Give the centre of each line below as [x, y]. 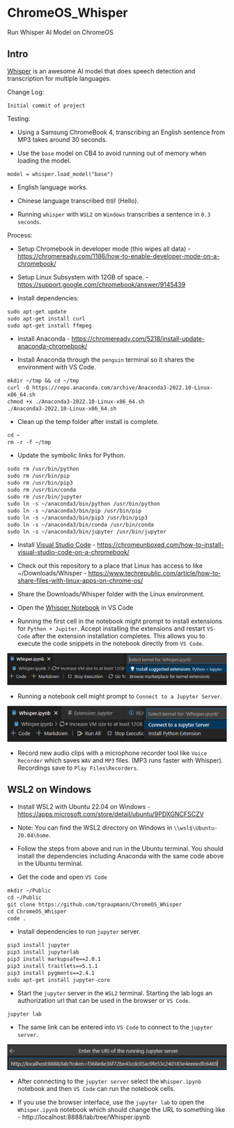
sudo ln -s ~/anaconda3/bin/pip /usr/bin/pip [74, 511]
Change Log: [26, 91]
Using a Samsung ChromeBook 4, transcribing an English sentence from [121, 132]
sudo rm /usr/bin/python [43, 469]
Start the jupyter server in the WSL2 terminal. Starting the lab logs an [115, 993]
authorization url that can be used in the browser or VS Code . [104, 1000]
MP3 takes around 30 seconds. [62, 139]
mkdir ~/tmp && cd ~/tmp [43, 381]
